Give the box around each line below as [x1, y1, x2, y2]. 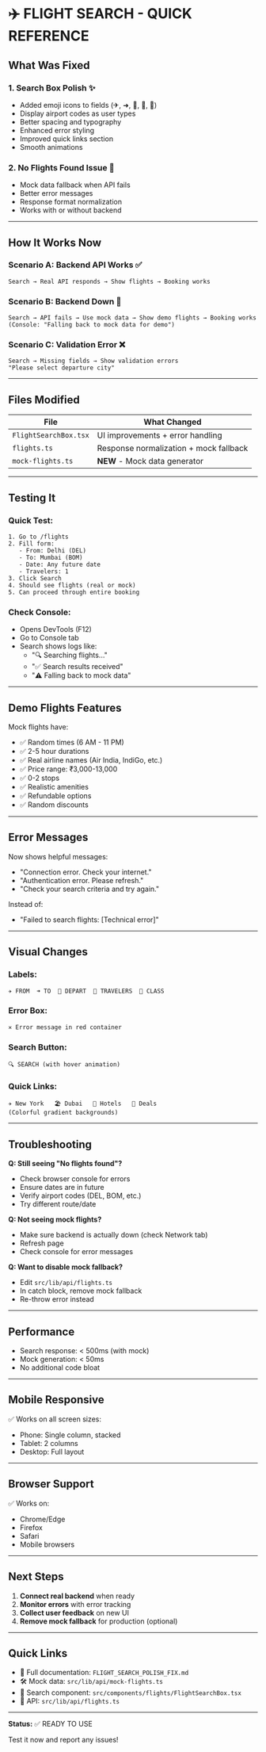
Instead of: [8, 899, 44, 909]
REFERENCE [8, 27, 89, 45]
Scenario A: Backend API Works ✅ [8, 259, 142, 270]
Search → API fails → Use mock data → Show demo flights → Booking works [8, 314, 257, 322]
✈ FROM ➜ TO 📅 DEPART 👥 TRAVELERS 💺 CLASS [8, 987, 165, 995]
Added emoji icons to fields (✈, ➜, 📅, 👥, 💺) [19, 100, 158, 109]
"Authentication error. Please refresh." [19, 875, 144, 885]
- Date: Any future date [18, 560, 101, 568]
